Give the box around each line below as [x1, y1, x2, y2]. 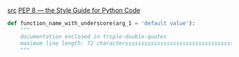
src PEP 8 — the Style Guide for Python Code [7, 6, 141, 14]
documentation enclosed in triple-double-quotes [20, 33, 167, 40]
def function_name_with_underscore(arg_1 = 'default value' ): [7, 20, 196, 27]
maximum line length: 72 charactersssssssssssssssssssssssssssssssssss [20, 39, 237, 47]
